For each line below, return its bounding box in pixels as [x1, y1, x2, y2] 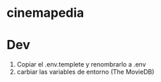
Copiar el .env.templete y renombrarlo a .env [16, 60, 146, 69]
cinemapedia [6, 5, 84, 21]
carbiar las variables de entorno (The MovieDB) [16, 68, 155, 76]
